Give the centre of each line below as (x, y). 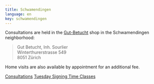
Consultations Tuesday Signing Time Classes (50, 77)
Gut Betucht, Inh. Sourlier (42, 47)
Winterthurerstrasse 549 (42, 52)
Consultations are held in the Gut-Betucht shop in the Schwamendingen (77, 33)
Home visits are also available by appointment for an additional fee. (72, 67)
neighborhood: (20, 38)
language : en (18, 14)
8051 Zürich (29, 58)
